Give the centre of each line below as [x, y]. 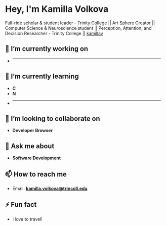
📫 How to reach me [36, 174]
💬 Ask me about [30, 146]
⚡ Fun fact [21, 204]
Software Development [36, 158]
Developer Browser [32, 131]
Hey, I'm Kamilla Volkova [57, 9]
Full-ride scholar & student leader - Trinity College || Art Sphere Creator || [80, 23]
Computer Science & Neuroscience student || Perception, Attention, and [78, 28]
